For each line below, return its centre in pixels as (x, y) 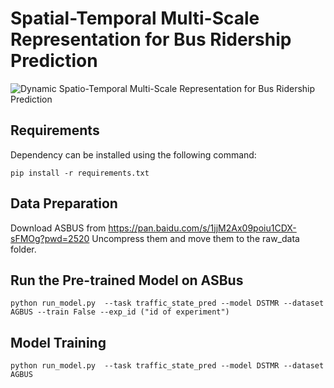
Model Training (58, 342)
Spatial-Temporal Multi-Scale (135, 18)
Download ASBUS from (58, 228)
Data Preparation (64, 203)
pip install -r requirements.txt (80, 173)
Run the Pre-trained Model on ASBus (127, 280)
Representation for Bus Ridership (151, 39)
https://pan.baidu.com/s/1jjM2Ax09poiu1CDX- (202, 228)
